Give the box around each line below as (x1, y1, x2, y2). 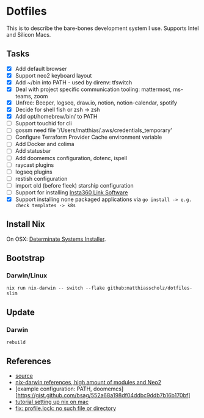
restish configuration (15, 175, 68, 182)
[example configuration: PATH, (15, 385, 93, 392)
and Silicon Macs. (6, 31, 51, 38)
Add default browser (15, 65, 67, 72)
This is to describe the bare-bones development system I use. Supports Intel (6, 24, 199, 32)
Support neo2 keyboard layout (15, 71, 92, 79)
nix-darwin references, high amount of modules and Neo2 (15, 378, 162, 386)
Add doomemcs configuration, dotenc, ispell (15, 154, 127, 161)
